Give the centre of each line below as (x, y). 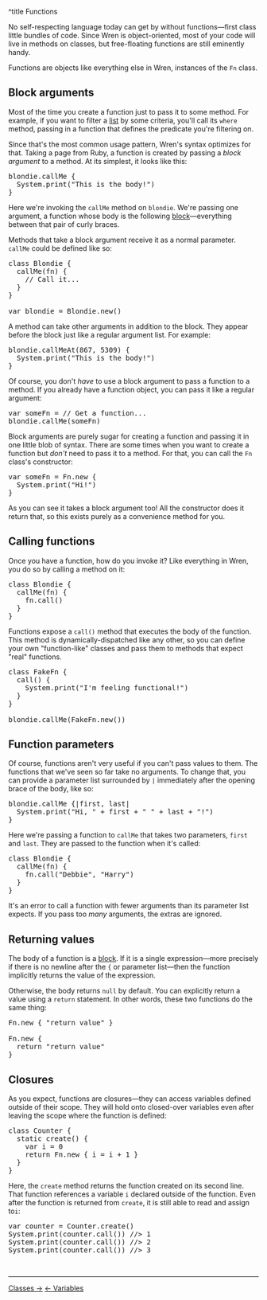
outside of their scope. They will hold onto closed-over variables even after (131, 1107)
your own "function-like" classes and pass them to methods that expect (126, 648)
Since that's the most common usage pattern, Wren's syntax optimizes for (130, 144)
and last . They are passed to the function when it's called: (104, 844)
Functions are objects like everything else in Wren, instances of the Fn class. (133, 68)
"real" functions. (35, 657)
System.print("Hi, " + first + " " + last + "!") (115, 812)
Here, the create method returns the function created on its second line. (126, 1186)
